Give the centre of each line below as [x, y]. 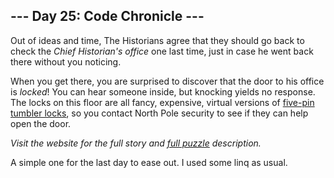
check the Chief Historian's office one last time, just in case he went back [162, 51]
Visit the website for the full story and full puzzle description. [136, 143]
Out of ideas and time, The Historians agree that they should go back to [157, 40]
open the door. [41, 123]
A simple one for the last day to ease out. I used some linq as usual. [149, 162]
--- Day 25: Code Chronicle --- [107, 16]
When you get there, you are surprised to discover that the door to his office [167, 81]
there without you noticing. [66, 61]
